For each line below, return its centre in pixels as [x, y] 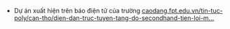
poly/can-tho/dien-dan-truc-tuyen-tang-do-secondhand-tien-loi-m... [114, 18]
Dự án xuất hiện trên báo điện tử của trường [77, 11]
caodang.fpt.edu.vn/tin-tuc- [182, 11]
